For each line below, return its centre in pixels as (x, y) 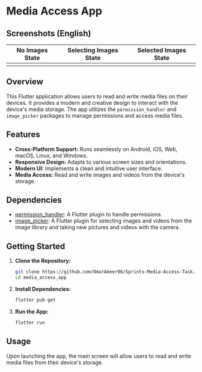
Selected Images (162, 50)
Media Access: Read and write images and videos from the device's (100, 175)
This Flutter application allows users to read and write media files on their (97, 96)
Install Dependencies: (43, 289)
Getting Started (36, 246)
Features (23, 135)
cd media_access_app (41, 278)
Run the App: (32, 311)
